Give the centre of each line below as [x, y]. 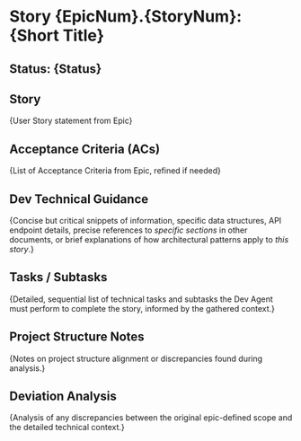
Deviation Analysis [63, 397]
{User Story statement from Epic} [71, 121]
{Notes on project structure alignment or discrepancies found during [136, 358]
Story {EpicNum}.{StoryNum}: [126, 17]
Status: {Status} [56, 69]
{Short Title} [57, 35]
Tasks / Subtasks [58, 277]
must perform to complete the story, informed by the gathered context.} [142, 308]
